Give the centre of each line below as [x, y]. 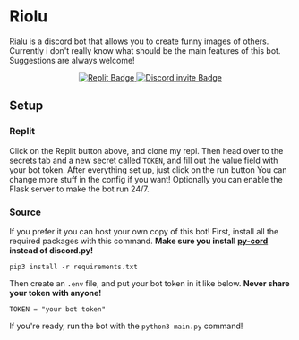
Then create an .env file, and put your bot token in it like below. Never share [149, 283]
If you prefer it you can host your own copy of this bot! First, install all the [144, 231]
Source [26, 212]
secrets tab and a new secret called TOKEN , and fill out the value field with [144, 160]
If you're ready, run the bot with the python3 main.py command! [126, 326]
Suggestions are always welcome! [73, 60]
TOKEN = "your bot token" [57, 309]
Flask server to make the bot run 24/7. [79, 189]
